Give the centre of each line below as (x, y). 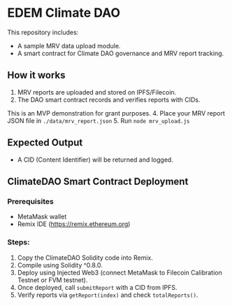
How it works (36, 75)
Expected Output (45, 142)
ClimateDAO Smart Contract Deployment (98, 181)
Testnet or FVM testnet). (52, 280)
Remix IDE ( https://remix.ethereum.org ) (74, 224)
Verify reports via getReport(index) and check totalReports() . (108, 295)
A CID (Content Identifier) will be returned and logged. (95, 160)
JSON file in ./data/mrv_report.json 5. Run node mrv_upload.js (99, 120)
